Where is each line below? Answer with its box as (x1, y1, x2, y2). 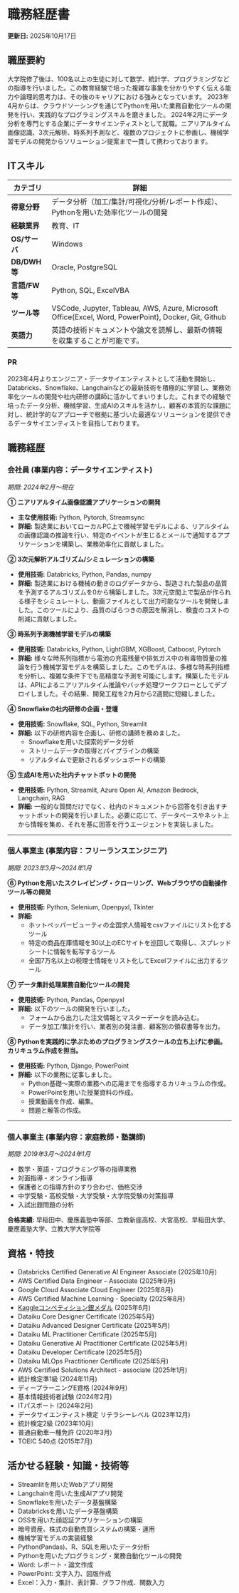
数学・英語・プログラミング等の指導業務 (17, 1165, 137, 1173)
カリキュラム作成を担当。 (7, 1046, 83, 1055)
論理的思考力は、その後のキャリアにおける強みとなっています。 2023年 (19, 92, 229, 100)
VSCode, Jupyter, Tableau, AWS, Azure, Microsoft (51, 303, 218, 313)
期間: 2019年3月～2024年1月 (7, 1150, 91, 1158)
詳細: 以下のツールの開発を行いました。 (17, 1004, 134, 1013)
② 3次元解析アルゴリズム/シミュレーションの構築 (7, 555, 155, 563)
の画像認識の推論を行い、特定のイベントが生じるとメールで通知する (17, 530, 218, 539)
